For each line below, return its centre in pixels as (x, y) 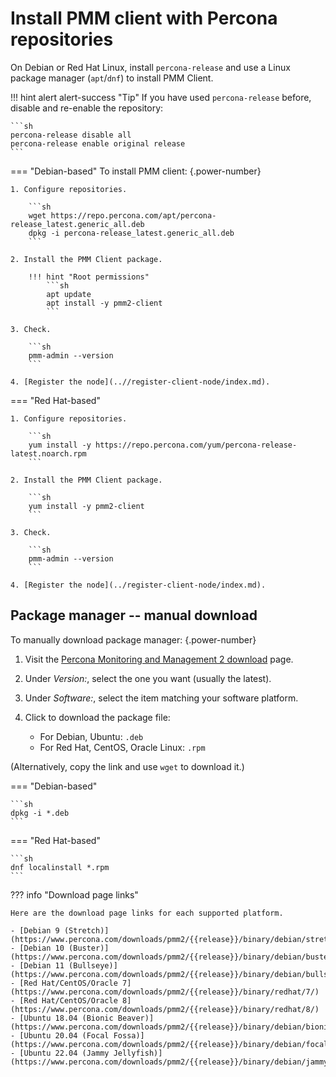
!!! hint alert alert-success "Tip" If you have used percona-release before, (161, 97)
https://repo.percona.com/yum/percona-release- (196, 445)
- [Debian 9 (35, 930)
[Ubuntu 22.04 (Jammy (64, 1053)
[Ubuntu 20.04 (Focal (64, 1035)
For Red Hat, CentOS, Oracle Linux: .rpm (122, 747)
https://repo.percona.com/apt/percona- (133, 215)
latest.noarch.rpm (48, 453)
